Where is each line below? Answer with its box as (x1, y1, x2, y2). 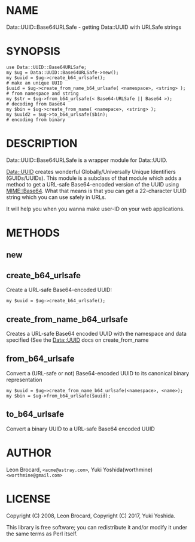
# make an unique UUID (6, 80, 63, 86)
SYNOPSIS (6, 44, 61, 58)
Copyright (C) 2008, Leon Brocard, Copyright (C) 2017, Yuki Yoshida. (6, 512, 175, 519)
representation (6, 376, 42, 383)
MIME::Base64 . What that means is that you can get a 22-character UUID (6, 187, 187, 194)
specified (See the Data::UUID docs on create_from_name (6, 336, 149, 344)
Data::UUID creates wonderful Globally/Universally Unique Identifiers (6, 168, 176, 175)
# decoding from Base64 (6, 101, 66, 107)
